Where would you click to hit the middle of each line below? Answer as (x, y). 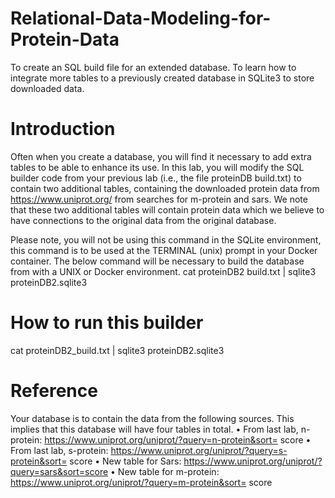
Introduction (63, 129)
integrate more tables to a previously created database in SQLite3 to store (162, 78)
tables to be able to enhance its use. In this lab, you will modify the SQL (157, 167)
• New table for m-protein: (165, 471)
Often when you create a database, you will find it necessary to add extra (161, 156)
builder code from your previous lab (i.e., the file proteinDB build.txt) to (156, 178)
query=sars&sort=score (59, 471)
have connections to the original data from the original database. (143, 220)
